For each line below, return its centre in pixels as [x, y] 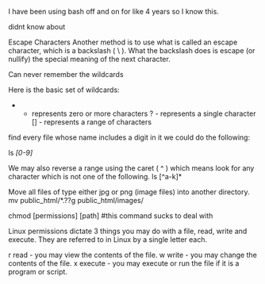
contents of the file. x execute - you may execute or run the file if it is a [124, 263]
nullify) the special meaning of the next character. [89, 59]
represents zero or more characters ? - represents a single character [144, 113]
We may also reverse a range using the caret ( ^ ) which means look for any [131, 168]
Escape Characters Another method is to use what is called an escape [123, 42]
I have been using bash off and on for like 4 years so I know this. [114, 12]
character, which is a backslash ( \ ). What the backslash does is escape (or [132, 50]
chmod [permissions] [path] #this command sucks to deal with [111, 216]
